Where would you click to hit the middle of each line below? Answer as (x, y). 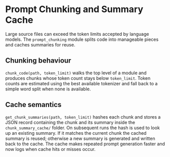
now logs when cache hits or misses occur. (50, 149)
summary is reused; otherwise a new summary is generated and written (80, 138)
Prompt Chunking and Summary (74, 9)
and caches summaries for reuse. (40, 44)
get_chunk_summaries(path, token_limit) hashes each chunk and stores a (83, 117)
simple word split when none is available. (48, 89)
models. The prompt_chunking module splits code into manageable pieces (82, 39)
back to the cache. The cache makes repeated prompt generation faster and (85, 144)
